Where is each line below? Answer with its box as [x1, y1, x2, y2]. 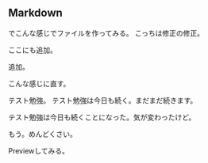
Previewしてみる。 [8, 146, 70, 155]
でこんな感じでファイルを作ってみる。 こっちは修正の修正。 [8, 28, 205, 38]
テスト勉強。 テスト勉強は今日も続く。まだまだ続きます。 [8, 95, 198, 105]
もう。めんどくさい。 [8, 129, 77, 138]
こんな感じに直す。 [8, 78, 71, 88]
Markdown [8, 6, 64, 20]
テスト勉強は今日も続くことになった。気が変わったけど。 [8, 112, 196, 122]
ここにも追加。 [8, 45, 57, 55]
